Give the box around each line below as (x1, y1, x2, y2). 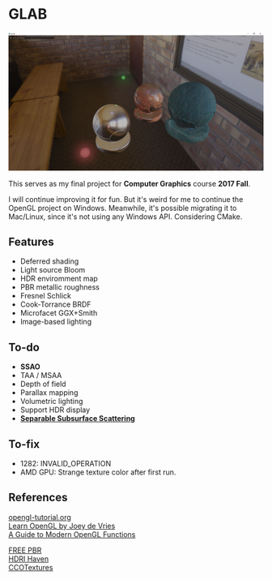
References (8, 491, 68, 505)
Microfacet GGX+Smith (19, 308, 98, 318)
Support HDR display (19, 405, 91, 415)
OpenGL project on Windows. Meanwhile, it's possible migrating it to (8, 203, 237, 213)
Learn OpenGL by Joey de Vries (8, 521, 116, 531)
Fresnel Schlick (19, 291, 71, 301)
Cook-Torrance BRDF (19, 299, 91, 309)
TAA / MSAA (19, 371, 62, 380)
